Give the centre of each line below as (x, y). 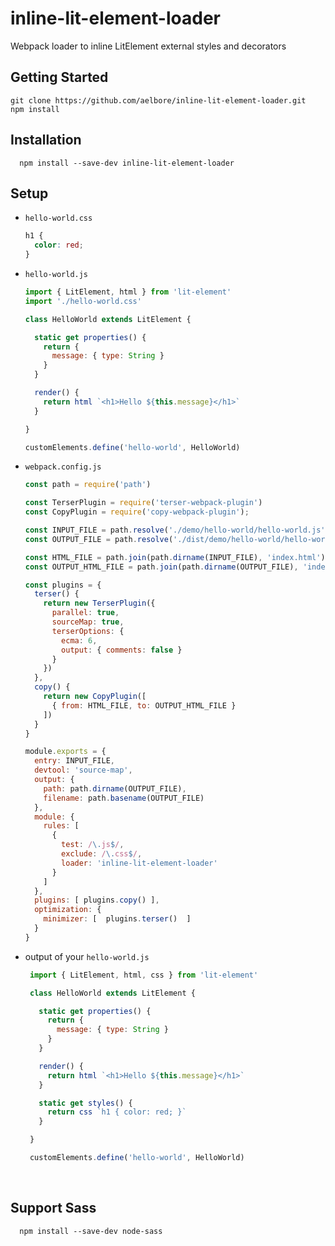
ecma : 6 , (79, 640)
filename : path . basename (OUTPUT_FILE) (124, 798)
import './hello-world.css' (83, 301)
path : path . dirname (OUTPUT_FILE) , (115, 788)
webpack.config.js (63, 467)
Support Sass (53, 1208)
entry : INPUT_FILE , (75, 761)
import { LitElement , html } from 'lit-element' (128, 292)
